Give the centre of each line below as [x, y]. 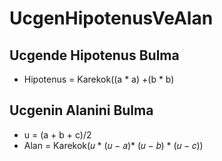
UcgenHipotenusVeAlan [111, 18]
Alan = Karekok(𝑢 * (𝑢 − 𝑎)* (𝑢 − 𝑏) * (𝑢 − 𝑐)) [113, 145]
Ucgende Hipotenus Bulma [94, 55]
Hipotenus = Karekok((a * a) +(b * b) [99, 79]
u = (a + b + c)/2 [57, 134]
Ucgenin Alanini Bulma [81, 110]
